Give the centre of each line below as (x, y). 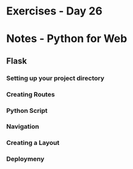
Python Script (27, 110)
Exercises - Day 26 (54, 11)
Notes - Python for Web (67, 39)
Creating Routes (31, 94)
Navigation (23, 127)
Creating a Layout (33, 143)
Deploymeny (25, 159)
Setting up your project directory (55, 78)
